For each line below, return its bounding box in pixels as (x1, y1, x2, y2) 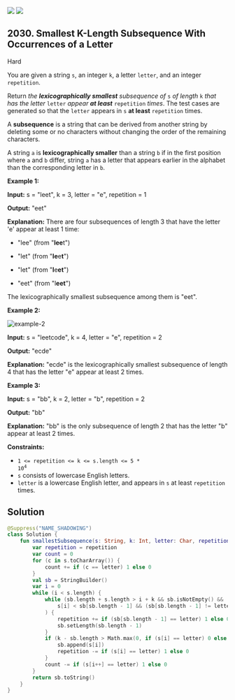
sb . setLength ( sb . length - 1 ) (57, 622, 142, 629)
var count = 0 (32, 550, 73, 558)
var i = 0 (32, 583, 61, 590)
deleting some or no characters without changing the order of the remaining (7, 127, 226, 136)
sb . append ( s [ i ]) (57, 641, 105, 649)
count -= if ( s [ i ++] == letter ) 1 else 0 (44, 661, 168, 668)
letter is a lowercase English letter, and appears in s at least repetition (17, 479, 225, 487)
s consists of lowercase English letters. (17, 471, 130, 479)
